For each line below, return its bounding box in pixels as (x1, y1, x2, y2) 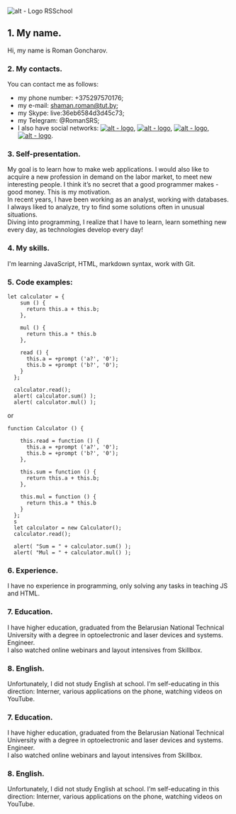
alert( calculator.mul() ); (13, 399, 97, 406)
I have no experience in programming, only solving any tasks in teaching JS (7, 582, 228, 590)
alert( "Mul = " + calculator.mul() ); (13, 549, 132, 556)
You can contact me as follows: (7, 80, 99, 89)
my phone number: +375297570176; (17, 94, 124, 102)
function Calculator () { (7, 425, 84, 432)
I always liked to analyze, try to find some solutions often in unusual (7, 203, 205, 211)
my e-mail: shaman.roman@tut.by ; (17, 101, 119, 110)
